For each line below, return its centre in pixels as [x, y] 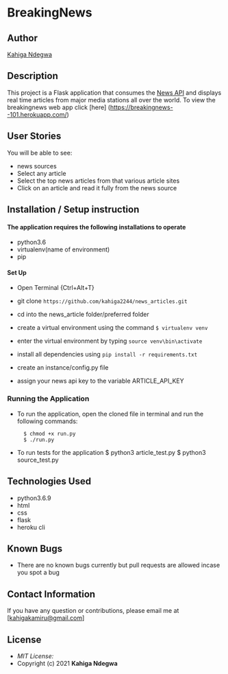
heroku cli [31, 527]
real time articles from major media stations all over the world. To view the [111, 100]
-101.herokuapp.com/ [37, 114]
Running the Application [48, 398]
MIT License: [35, 656]
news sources [37, 166]
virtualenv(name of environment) [63, 249]
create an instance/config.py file [63, 368]
